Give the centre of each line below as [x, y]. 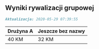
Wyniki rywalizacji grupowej [50, 8]
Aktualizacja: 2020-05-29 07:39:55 [42, 19]
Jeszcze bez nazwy [61, 31]
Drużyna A [20, 31]
